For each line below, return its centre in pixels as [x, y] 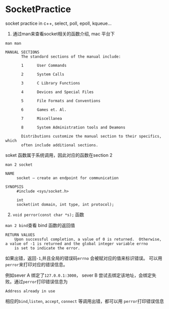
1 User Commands [44, 65]
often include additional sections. [60, 145]
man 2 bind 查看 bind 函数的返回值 [40, 225]
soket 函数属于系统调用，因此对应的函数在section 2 [59, 155]
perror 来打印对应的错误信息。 [36, 264]
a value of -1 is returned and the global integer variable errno [77, 244]
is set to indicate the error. [47, 248]
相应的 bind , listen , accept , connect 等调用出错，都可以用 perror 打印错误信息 [85, 301]
